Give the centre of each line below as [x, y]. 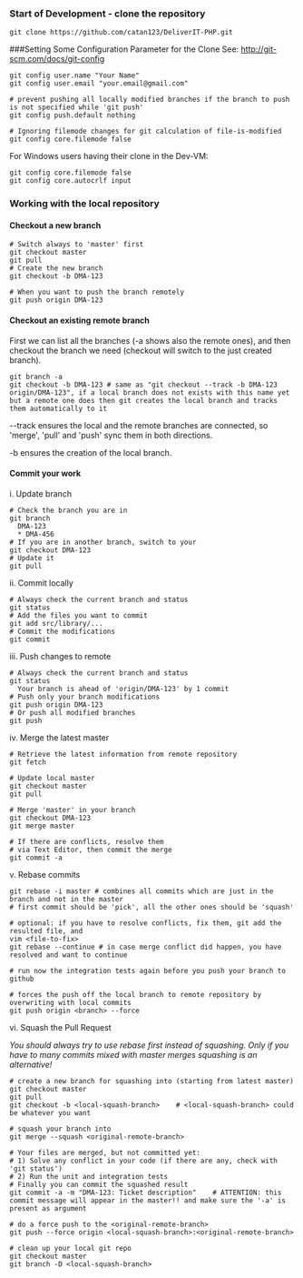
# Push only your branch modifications [85, 697]
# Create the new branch [56, 268]
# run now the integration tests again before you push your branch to [147, 971]
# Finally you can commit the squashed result [99, 1184]
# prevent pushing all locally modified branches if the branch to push [150, 100]
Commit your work [45, 473]
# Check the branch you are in [68, 510]
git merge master [42, 826]
